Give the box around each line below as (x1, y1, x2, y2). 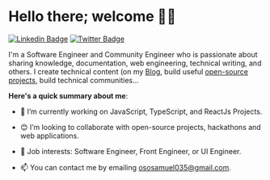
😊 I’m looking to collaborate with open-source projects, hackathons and (19, 122, 261, 132)
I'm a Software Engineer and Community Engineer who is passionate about (8, 49, 258, 59)
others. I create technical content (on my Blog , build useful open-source (8, 66, 249, 76)
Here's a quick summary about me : (8, 90, 129, 100)
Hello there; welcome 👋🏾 (8, 7, 176, 26)
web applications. (19, 131, 79, 140)
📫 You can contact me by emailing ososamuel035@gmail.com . (19, 162, 232, 172)
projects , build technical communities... (8, 75, 139, 85)
